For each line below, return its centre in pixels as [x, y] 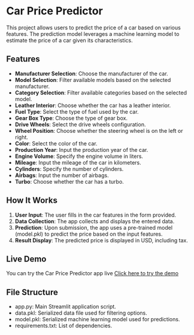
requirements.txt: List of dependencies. [63, 326]
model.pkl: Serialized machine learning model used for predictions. [97, 319]
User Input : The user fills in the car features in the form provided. [96, 215]
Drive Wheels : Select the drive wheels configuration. [80, 124]
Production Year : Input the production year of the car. [81, 150]
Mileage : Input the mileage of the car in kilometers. [78, 162]
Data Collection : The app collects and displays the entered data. [95, 221]
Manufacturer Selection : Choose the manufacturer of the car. [92, 74]
